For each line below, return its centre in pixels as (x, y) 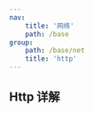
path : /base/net (55, 51)
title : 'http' (51, 59)
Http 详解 (35, 97)
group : (21, 42)
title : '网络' (50, 26)
